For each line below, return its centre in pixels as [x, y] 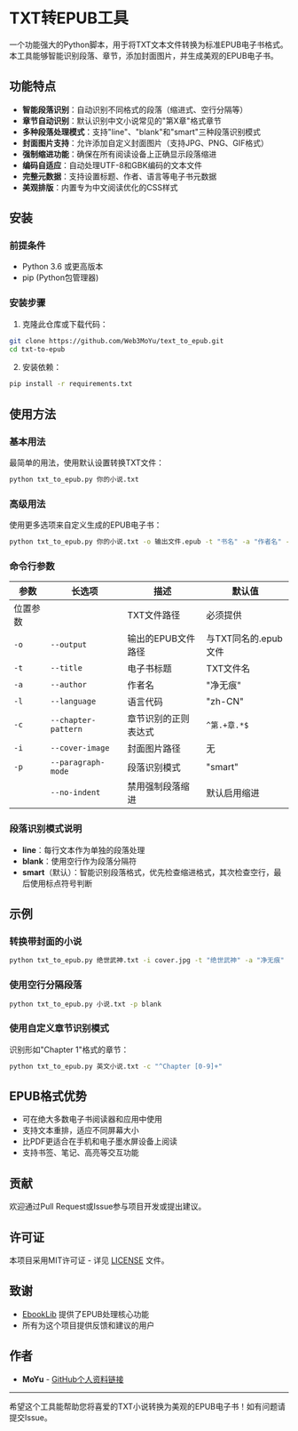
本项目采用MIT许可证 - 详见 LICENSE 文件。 [89, 1260]
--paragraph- [78, 763]
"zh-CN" [225, 702]
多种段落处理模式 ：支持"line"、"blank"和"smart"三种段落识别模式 [141, 132]
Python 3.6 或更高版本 [63, 267]
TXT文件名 [228, 669]
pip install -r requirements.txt [71, 384]
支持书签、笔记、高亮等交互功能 [80, 1153]
